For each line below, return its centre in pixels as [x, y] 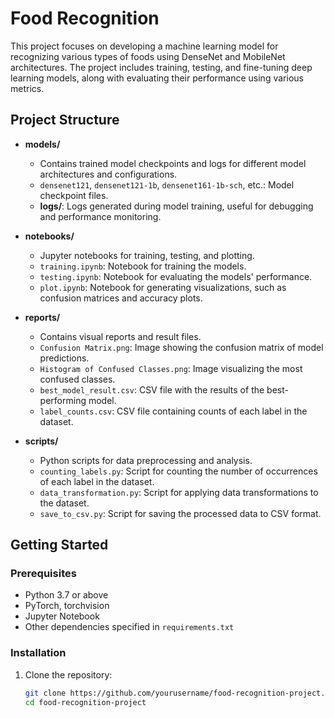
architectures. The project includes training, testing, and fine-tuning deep [161, 67]
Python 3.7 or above [66, 595]
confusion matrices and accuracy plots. [121, 298]
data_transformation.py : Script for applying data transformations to [179, 492]
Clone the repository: [68, 674]
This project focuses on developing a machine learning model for [144, 46]
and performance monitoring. [100, 216]
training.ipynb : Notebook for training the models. [143, 266]
